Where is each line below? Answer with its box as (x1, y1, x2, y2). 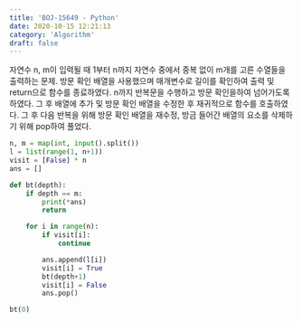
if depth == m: (25, 189, 83, 198)
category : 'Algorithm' (9, 30, 95, 39)
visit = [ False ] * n (9, 156, 88, 165)
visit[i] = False (42, 280, 107, 289)
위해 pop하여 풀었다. (18, 121, 92, 132)
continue (57, 239, 91, 248)
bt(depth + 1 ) (42, 272, 88, 281)
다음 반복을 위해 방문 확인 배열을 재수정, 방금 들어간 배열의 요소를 (40, 109, 269, 120)
